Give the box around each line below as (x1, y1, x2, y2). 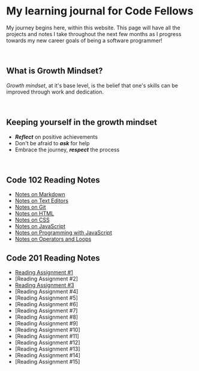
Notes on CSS (14, 216, 50, 223)
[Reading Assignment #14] (14, 352, 81, 359)
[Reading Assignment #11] (14, 333, 79, 340)
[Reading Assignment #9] (14, 320, 79, 327)
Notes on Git (14, 204, 46, 211)
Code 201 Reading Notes (6, 253, 100, 263)
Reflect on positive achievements (14, 133, 98, 140)
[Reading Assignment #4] (14, 288, 79, 295)
